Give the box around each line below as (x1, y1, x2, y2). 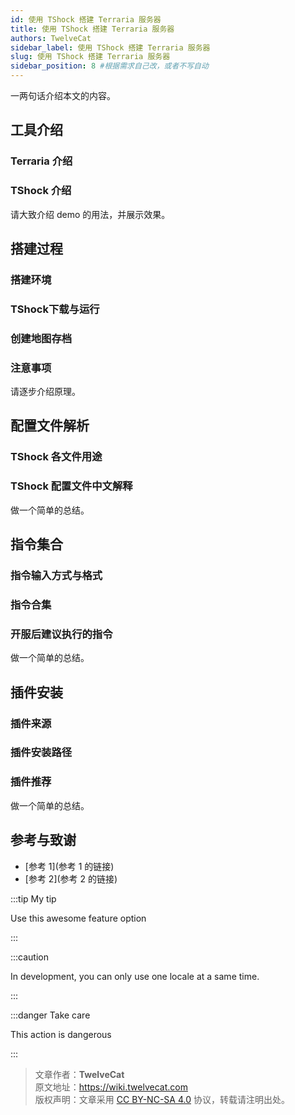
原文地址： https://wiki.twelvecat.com (34, 1081, 188, 1093)
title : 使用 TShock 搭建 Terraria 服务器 (10, 24, 175, 34)
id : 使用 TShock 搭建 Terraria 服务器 (10, 14, 162, 25)
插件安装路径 (10, 746, 73, 760)
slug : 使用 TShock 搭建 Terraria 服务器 (10, 52, 171, 62)
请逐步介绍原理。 (10, 386, 81, 398)
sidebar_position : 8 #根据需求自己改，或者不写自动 (10, 61, 209, 71)
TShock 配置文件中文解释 (10, 479, 133, 493)
